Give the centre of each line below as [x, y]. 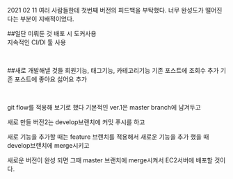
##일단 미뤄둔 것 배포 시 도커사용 [52, 34]
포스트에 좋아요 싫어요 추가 [51, 79]
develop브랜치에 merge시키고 [48, 145]
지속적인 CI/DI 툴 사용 [37, 42]
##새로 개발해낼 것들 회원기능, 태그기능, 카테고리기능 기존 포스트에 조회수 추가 [113, 70]
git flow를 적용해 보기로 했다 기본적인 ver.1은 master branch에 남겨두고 [104, 107]
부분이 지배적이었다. [47, 19]
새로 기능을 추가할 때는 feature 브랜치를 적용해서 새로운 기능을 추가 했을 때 [108, 137]
